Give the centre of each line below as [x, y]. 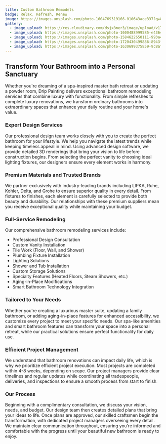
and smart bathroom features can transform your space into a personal [77, 326]
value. [11, 112]
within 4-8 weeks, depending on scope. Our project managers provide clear [82, 370]
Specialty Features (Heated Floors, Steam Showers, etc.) [70, 277]
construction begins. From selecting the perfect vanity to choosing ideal [78, 157]
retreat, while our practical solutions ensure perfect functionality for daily [80, 331]
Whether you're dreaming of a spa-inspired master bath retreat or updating [82, 86]
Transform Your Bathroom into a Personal [70, 66]
